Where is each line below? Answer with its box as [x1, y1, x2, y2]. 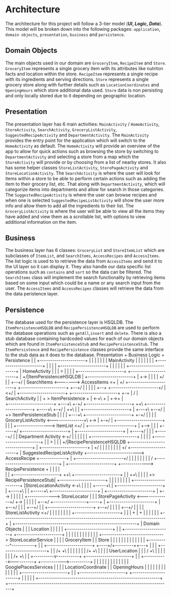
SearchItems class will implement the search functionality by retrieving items [5, 274, 165, 281]
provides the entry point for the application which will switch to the [5, 137, 145, 143]
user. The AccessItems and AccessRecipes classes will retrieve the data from [5, 285, 164, 291]
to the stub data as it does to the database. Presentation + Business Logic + [5, 352, 165, 358]
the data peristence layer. [5, 291, 59, 297]
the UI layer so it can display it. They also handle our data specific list [5, 264, 151, 270]
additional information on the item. [5, 219, 78, 225]
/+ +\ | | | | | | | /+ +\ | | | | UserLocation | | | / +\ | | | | [56, 548, 165, 554]
